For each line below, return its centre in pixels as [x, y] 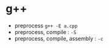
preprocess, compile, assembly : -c [59, 38]
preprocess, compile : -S [45, 32]
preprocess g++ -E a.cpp [46, 26]
